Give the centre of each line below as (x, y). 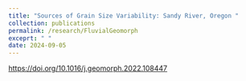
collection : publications (51, 23)
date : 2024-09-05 (37, 46)
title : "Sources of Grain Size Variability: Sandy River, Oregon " (124, 16)
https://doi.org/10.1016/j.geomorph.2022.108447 (88, 68)
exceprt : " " (30, 38)
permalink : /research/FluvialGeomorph (73, 30)
